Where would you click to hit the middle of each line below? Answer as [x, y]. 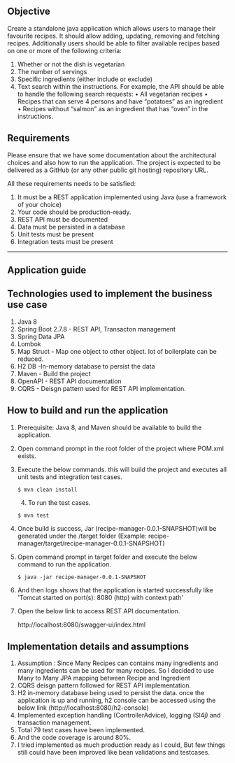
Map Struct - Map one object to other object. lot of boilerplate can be [117, 351]
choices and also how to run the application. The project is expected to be [114, 162]
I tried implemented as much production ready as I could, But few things [121, 745]
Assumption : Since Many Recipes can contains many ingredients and [118, 663]
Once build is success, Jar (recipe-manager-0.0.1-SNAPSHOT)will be [117, 528]
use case [27, 305]
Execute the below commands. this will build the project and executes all [122, 469]
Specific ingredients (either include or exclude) [85, 79]
